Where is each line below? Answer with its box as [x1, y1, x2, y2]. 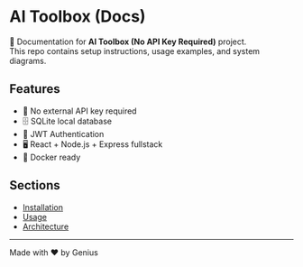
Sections [9, 178, 60, 193]
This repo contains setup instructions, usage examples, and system [9, 45, 260, 56]
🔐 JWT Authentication [22, 128, 105, 139]
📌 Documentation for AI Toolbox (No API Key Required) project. [9, 36, 247, 47]
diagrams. [9, 55, 47, 66]
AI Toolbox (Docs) [9, 6, 146, 27]
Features [9, 81, 60, 97]
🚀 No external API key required [22, 106, 137, 116]
